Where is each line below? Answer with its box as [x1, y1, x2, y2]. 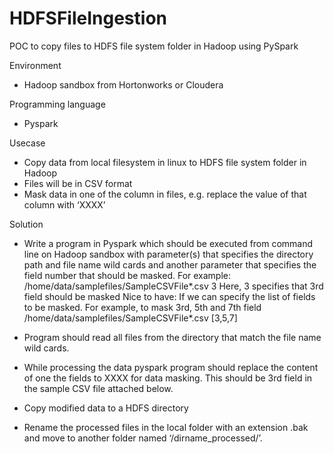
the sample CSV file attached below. [23, 382, 174, 394]
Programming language [9, 98, 106, 110]
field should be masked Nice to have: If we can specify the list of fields [23, 290, 316, 302]
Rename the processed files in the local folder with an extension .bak [23, 421, 309, 433]
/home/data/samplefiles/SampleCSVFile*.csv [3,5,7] [23, 312, 238, 324]
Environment [9, 59, 62, 71]
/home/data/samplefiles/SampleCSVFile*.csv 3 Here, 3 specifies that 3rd [23, 280, 324, 292]
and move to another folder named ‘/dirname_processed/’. [23, 432, 263, 444]
